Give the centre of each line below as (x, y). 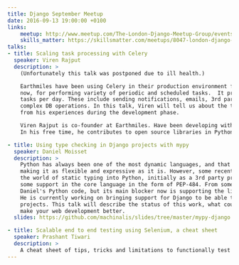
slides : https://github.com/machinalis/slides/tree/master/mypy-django (122, 217)
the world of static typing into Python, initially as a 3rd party (122, 178)
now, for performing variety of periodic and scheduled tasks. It (122, 93)
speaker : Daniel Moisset (51, 151)
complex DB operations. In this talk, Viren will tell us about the (124, 106)
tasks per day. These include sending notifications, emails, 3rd (121, 99)
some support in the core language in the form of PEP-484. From (119, 185)
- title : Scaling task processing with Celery (78, 54)
